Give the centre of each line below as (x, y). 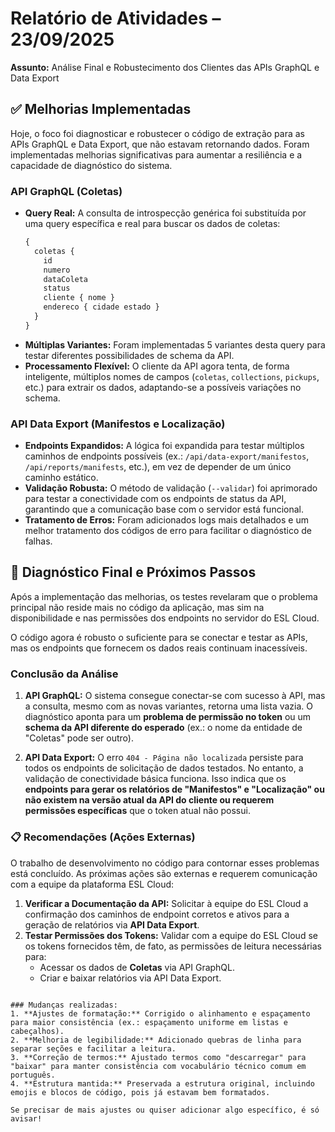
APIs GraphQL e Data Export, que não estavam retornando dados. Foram (160, 144)
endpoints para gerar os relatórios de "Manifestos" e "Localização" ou (174, 789)
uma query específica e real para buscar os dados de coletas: (152, 224)
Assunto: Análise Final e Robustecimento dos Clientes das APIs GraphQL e (165, 67)
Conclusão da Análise (64, 674)
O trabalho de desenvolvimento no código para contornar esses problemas (165, 863)
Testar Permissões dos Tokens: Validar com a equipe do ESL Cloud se (171, 935)
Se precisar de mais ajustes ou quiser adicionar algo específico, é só (165, 1110)
